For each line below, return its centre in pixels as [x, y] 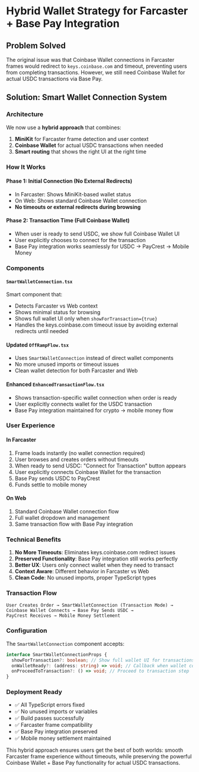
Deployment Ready [34, 692]
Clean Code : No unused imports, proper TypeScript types [85, 578]
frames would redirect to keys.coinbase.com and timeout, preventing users [97, 66]
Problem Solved [36, 45]
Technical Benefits [34, 539]
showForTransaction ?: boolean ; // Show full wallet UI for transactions [103, 660]
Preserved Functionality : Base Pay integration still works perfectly [96, 559]
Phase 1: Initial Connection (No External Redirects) [69, 181]
